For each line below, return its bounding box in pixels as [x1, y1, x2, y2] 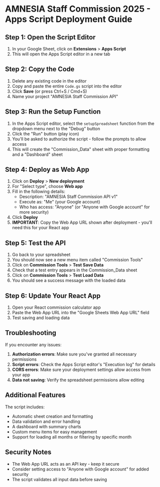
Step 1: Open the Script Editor [5, 33, 96, 41]
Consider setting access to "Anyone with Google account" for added [12, 466, 149, 472]
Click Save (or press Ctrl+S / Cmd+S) [12, 88, 87, 94]
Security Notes [5, 448, 52, 456]
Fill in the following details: [12, 188, 65, 195]
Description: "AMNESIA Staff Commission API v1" [19, 194, 118, 200]
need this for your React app [12, 225, 69, 231]
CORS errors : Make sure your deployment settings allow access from [12, 367, 151, 372]
